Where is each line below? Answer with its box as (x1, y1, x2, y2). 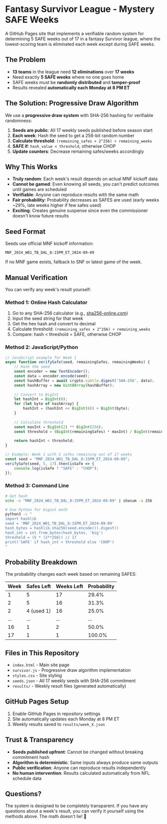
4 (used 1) (26, 608, 51, 615)
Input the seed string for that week (12, 315, 83, 321)
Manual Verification (5, 273, 68, 282)
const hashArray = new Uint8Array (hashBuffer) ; (14, 383, 114, 388)
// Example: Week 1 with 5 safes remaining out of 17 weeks (5, 452, 133, 457)
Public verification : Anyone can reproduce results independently (12, 765, 146, 771)
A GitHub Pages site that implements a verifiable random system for (5, 30, 144, 36)
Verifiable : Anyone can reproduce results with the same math (12, 192, 139, 198)
